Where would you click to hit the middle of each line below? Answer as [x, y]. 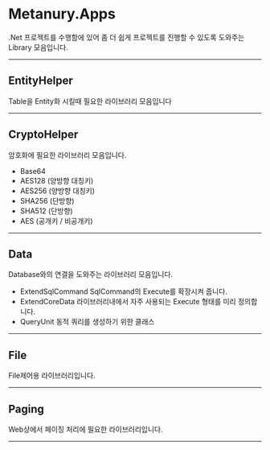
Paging [26, 409]
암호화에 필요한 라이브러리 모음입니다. [67, 155]
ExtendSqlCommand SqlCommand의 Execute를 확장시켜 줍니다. [123, 291]
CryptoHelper [43, 135]
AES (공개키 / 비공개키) [57, 221]
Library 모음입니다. [38, 47]
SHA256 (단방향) [47, 200]
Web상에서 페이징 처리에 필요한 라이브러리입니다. [86, 429]
